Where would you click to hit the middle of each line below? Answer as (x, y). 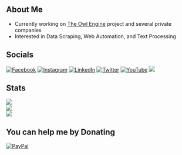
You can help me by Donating (61, 132)
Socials (20, 55)
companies (28, 30)
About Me (24, 10)
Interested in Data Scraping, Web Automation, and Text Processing (95, 36)
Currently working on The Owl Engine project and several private (93, 23)
